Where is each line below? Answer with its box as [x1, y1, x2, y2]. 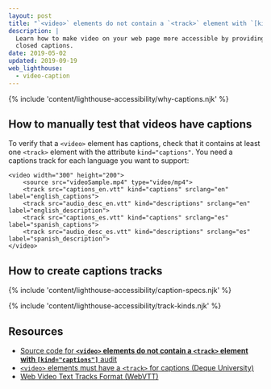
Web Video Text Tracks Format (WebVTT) [19, 372, 159, 382]
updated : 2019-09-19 [8, 57, 78, 65]
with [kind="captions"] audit [19, 354, 118, 364]
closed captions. [15, 42, 74, 50]
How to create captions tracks [8, 264, 163, 278]
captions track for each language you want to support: [8, 156, 190, 165]
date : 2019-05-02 [8, 49, 67, 57]
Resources [8, 324, 64, 338]
